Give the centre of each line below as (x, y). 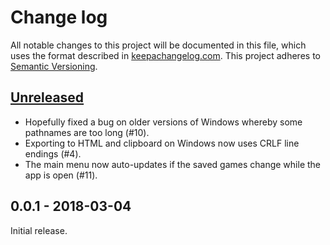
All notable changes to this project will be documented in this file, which (158, 45)
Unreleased (47, 97)
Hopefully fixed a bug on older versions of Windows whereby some (163, 122)
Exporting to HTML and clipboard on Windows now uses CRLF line (162, 143)
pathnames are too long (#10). (87, 132)
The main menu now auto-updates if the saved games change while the (173, 164)
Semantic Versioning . (54, 66)
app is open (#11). (61, 175)
